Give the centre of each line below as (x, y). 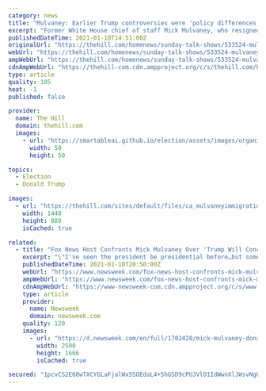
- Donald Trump (40, 184)
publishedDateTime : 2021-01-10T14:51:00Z (78, 38)
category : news (33, 15)
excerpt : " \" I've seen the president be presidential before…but (133, 257)
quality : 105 (30, 82)
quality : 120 (44, 324)
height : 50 (47, 155)
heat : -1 (23, 89)
